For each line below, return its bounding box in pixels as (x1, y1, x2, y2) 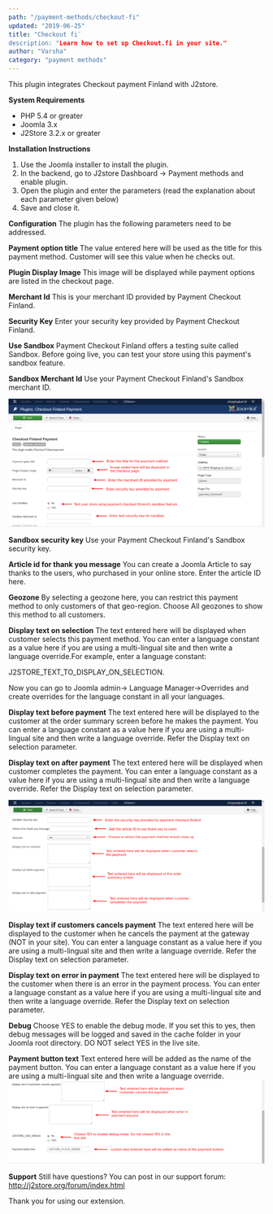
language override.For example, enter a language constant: (8, 651, 207, 661)
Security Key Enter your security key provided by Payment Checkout (8, 317, 240, 325)
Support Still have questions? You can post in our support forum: (8, 1172, 226, 1181)
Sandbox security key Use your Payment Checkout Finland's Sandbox (8, 535, 245, 544)
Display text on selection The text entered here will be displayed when (8, 625, 246, 635)
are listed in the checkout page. (8, 277, 115, 286)
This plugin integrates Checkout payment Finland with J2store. (8, 80, 219, 89)
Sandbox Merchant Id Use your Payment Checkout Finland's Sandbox (8, 374, 244, 383)
